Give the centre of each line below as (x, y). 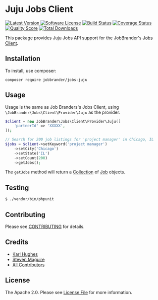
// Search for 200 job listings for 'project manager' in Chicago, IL (79, 140)
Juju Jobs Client (39, 9)
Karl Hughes (25, 254)
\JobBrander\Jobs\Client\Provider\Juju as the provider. (63, 112)
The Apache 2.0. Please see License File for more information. (69, 292)
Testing (17, 187)
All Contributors (28, 265)
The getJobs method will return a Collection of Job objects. (65, 172)
